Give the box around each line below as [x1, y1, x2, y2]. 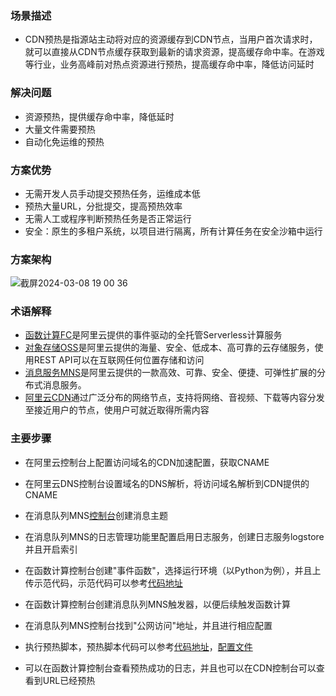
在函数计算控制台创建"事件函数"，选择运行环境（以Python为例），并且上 [24, 564, 322, 576]
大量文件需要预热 [24, 123, 96, 135]
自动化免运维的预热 [24, 135, 105, 147]
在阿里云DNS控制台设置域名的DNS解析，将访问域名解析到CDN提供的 [24, 477, 310, 489]
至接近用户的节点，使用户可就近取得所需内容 [24, 404, 210, 416]
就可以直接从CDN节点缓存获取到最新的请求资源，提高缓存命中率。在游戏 [24, 46, 325, 58]
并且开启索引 [24, 543, 78, 555]
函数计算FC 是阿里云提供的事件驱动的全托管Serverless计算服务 [24, 329, 283, 341]
